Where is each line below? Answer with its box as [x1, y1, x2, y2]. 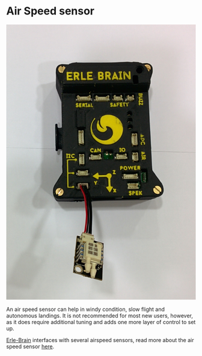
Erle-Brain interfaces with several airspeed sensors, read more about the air [6, 337, 194, 344]
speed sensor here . [6, 343, 55, 350]
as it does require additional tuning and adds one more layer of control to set [6, 319, 196, 326]
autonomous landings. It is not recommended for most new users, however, [6, 312, 194, 319]
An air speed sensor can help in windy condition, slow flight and [6, 305, 165, 313]
